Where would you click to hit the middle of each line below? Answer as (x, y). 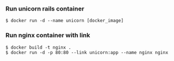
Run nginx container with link (48, 35)
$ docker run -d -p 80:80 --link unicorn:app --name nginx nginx (87, 52)
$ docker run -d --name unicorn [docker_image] (65, 21)
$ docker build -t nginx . (38, 47)
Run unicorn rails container (45, 9)
